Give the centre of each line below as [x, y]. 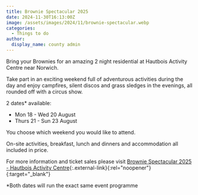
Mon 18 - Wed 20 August [45, 114]
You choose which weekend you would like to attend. [71, 132]
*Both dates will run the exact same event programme [72, 185]
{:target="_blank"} [28, 174]
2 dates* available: [29, 103]
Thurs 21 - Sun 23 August [46, 121]
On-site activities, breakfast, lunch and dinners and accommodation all [92, 144]
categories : [21, 28]
